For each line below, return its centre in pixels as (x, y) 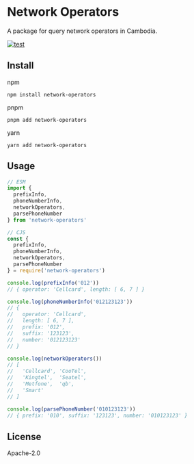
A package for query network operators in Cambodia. (82, 31)
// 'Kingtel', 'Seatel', (47, 378)
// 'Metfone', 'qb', (41, 384)
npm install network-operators (52, 94)
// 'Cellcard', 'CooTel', (47, 371)
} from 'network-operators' (47, 220)
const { (18, 239)
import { (19, 188)
